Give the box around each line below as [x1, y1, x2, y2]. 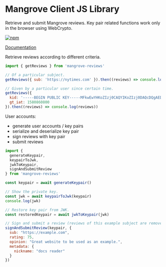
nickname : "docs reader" [14, 249, 65, 254]
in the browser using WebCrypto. [5, 25, 73, 31]
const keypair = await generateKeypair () [5, 180, 92, 185]
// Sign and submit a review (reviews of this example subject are [5, 221, 147, 226]
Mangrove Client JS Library [5, 3, 120, 15]
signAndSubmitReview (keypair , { [5, 225, 72, 231]
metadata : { [9, 244, 35, 249]
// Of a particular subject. [5, 72, 65, 77]
